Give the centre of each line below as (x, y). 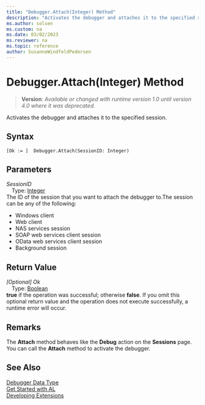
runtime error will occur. (37, 308)
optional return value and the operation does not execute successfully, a (97, 302)
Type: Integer (29, 191)
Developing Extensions (35, 395)
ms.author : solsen (30, 23)
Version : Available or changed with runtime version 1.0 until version (106, 99)
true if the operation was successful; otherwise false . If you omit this (93, 295)
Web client (29, 222)
